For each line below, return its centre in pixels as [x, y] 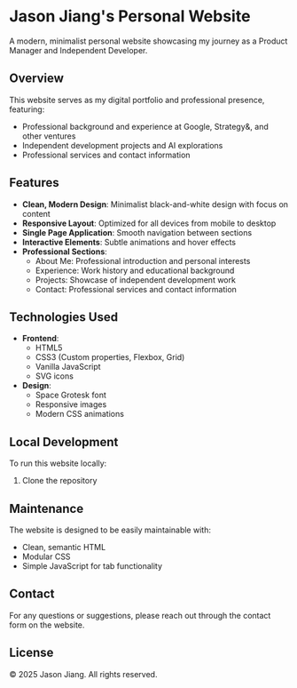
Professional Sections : [65, 252]
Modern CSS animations [79, 414]
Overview [37, 79]
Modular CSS [46, 556]
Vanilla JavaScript [68, 367]
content [36, 213]
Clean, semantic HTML [64, 547]
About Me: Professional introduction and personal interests [143, 260]
